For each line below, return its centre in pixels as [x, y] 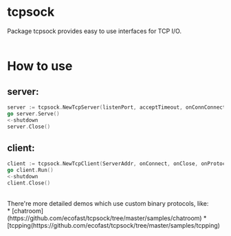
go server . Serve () [33, 114]
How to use [40, 66]
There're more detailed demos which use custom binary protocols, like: [108, 203]
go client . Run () [30, 170]
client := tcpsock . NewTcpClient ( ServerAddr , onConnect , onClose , [102, 164]
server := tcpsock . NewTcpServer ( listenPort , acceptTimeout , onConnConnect [117, 107]
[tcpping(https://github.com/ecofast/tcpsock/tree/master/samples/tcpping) [113, 225]
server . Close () [29, 127]
